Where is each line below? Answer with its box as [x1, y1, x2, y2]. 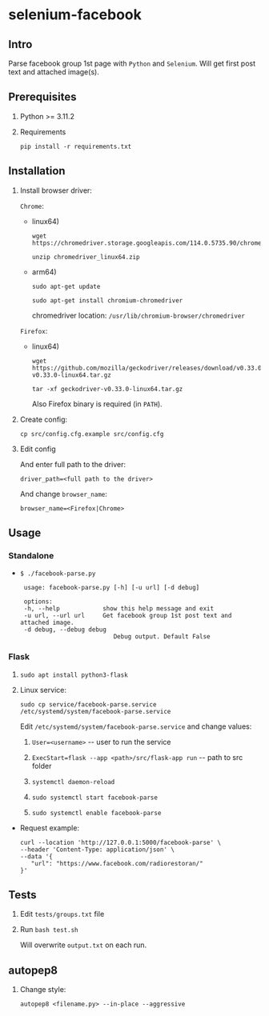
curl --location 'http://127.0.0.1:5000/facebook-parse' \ [19, 838, 222, 846]
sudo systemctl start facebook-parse [31, 794, 159, 802]
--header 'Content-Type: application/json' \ [19, 846, 175, 854]
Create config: [19, 414, 68, 424]
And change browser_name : [19, 489, 108, 498]
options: [23, 598, 54, 606]
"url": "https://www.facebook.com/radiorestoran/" [30, 859, 203, 867]
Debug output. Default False [113, 633, 211, 641]
